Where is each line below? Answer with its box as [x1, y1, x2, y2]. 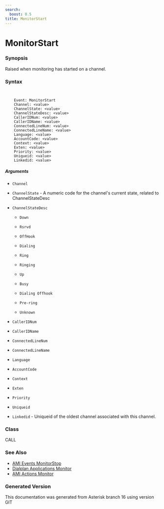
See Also [5, 449, 27, 456]
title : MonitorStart [5, 16, 47, 21]
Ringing [19, 263, 35, 267]
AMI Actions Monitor [12, 471, 54, 477]
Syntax [5, 78, 23, 85]
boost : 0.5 [9, 12, 32, 17]
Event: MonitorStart [14, 98, 56, 103]
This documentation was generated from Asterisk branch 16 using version [5, 494, 154, 500]
